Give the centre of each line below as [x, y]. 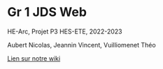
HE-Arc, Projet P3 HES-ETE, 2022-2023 [65, 31]
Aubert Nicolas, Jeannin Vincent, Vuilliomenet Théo [81, 45]
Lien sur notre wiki [34, 58]
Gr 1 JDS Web [47, 12]
